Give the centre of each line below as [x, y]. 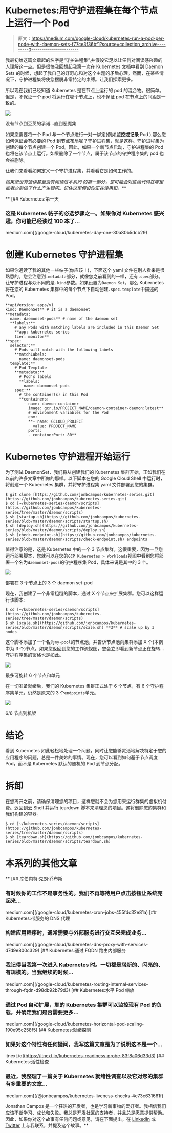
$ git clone [18, 495]
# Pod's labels [35, 377]
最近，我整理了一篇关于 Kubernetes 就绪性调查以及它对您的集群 [84, 1076]
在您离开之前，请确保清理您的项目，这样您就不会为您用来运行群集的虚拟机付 [86, 801]
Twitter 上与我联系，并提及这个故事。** [47, 1125]
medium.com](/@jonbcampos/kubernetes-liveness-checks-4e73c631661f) [84, 1096]
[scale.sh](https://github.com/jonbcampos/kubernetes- [77, 623]
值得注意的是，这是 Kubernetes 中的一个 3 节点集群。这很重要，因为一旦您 [84, 549]
